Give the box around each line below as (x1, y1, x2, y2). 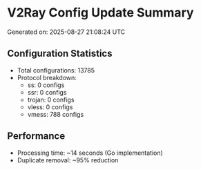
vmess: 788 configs (27, 110, 84, 118)
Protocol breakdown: (17, 73, 77, 82)
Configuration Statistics (7, 48, 113, 59)
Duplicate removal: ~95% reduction (17, 155, 119, 164)
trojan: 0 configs (27, 95, 75, 104)
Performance (7, 130, 66, 142)
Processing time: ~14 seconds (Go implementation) (17, 149, 164, 157)
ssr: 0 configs (27, 88, 67, 96)
